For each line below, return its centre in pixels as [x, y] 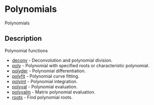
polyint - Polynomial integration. [45, 81]
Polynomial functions [26, 50]
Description [23, 39]
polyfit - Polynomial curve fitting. [46, 76]
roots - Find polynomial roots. [42, 97]
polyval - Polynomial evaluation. [45, 87]
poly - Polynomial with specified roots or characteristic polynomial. [80, 65]
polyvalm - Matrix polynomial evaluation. [54, 92]
